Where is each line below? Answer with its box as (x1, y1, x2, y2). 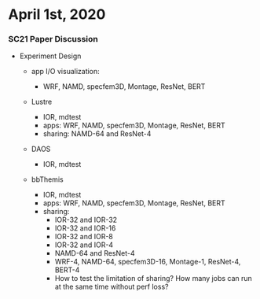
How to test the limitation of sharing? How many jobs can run (54, 274, 253, 283)
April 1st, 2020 (8, 6, 106, 24)
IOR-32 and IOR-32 (54, 215, 118, 225)
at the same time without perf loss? (54, 282, 169, 292)
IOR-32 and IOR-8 (54, 232, 114, 242)
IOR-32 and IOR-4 (54, 240, 114, 249)
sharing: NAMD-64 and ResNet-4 (42, 129, 152, 138)
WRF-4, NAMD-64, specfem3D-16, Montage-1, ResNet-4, (54, 257, 241, 267)
